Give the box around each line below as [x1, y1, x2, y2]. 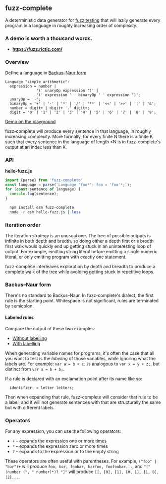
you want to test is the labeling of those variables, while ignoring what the [5, 355, 156, 361]
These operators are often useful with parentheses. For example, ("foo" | [5, 458, 157, 464]
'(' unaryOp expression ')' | [36, 88, 99, 94]
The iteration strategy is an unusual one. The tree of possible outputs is [5, 233, 151, 239]
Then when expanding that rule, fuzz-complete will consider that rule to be [5, 394, 158, 400]
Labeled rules [5, 314, 34, 320]
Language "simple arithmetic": [5, 80, 70, 85]
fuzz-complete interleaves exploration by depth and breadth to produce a [5, 264, 156, 270]
